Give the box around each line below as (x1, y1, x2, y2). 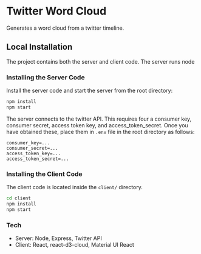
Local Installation (6, 42, 73, 52)
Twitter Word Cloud (6, 4, 107, 18)
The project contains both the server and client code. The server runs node (6, 58, 195, 65)
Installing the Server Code (6, 73, 85, 81)
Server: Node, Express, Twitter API (15, 235, 102, 242)
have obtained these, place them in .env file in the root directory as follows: (6, 128, 195, 135)
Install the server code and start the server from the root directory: (6, 87, 173, 95)
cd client (6, 195, 32, 201)
